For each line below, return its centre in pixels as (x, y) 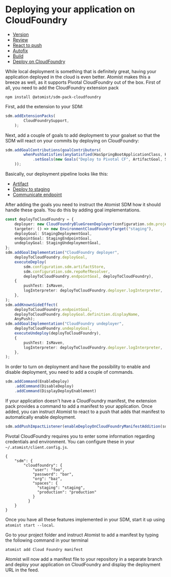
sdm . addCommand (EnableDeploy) (37, 381)
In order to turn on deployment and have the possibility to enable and (78, 367)
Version (21, 34)
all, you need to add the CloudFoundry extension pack (62, 87)
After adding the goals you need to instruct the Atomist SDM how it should (83, 205)
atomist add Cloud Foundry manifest (44, 549)
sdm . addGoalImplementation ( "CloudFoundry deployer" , (62, 253)
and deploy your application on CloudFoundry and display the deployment (83, 564)
